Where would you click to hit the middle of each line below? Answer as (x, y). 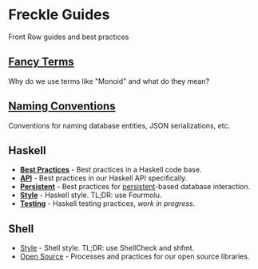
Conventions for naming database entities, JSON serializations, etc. (119, 125)
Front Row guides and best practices (69, 37)
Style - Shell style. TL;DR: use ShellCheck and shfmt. (107, 248)
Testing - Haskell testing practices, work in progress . (107, 204)
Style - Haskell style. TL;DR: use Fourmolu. (91, 195)
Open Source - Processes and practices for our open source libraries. (135, 256)
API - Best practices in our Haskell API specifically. (103, 178)
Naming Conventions (62, 107)
